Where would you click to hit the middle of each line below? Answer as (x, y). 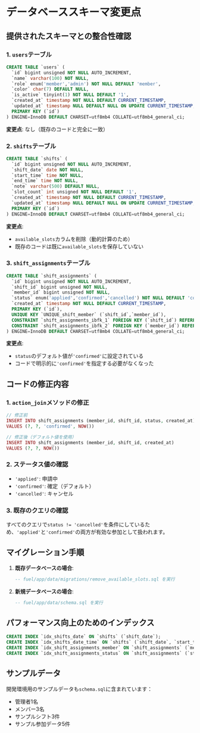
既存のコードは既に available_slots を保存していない (79, 246)
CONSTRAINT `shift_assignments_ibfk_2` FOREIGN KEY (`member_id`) (96, 326)
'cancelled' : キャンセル (44, 493)
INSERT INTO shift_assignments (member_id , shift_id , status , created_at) (101, 421)
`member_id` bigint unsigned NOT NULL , (61, 292)
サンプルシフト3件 (37, 716)
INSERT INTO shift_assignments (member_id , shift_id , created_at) (90, 442)
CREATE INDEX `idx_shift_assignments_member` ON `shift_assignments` (94, 648)
